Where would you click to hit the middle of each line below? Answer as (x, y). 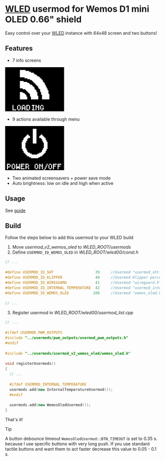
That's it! (14, 420)
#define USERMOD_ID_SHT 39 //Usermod (68, 272)
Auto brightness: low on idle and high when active (63, 183)
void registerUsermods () (30, 364)
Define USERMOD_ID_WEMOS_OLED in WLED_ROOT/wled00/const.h (75, 252)
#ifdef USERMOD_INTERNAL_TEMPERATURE (48, 384)
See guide (15, 210)
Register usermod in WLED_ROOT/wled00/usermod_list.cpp (73, 313)
